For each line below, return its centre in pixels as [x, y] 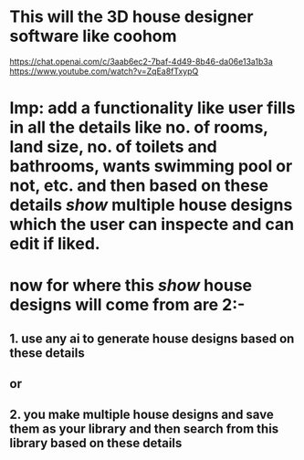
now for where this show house [131, 286]
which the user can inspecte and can [152, 225]
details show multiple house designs [151, 205]
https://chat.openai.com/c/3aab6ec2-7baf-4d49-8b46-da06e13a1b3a [142, 61]
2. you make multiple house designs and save [142, 415]
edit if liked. [55, 244]
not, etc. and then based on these [139, 186]
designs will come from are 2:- [127, 305]
